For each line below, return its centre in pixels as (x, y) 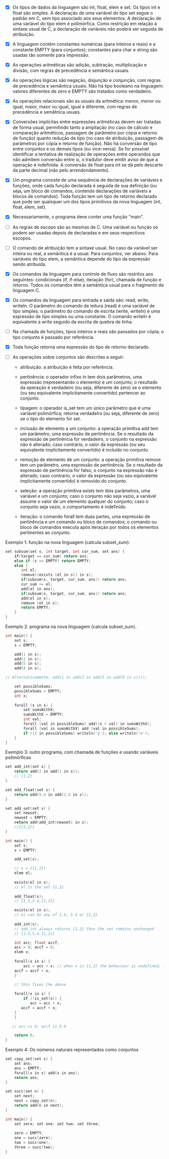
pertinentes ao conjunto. (46, 532)
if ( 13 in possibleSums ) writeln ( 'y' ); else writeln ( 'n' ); (87, 733)
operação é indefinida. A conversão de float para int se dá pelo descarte (88, 165)
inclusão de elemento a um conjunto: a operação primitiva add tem (89, 428)
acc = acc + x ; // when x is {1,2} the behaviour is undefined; (92, 966)
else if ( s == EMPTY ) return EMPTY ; (53, 561)
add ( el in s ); (36, 598)
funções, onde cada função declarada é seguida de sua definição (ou (85, 186)
